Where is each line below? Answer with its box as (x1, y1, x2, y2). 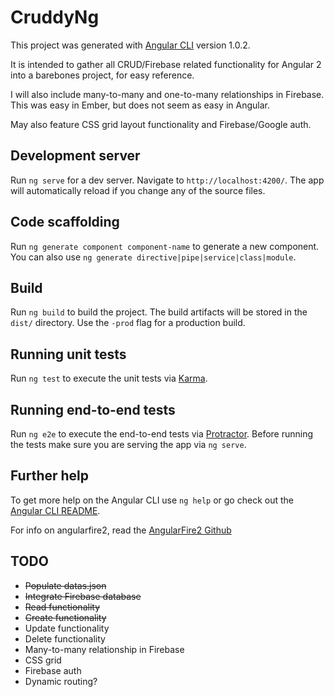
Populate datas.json (24, 579, 107, 591)
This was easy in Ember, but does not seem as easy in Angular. (10, 99, 270, 111)
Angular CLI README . (10, 504, 101, 516)
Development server (10, 147, 141, 165)
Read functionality (24, 601, 101, 613)
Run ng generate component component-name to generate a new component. (10, 240, 320, 252)
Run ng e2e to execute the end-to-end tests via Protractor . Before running (10, 428, 314, 440)
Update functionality (24, 622, 110, 634)
